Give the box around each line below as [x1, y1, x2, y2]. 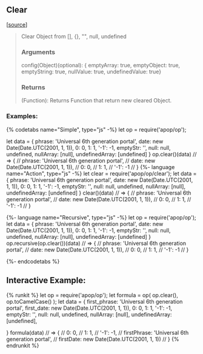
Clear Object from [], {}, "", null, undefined [21, 33, 127, 40]
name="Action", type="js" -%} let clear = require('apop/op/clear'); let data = [6, 170, 197, 177]
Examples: [6, 112, 38, 121]
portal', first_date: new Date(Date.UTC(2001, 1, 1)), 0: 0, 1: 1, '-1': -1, [6, 304, 173, 312]
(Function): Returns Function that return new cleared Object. [21, 97, 172, 104]
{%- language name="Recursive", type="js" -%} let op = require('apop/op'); [6, 213, 196, 221]
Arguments [21, 48, 56, 56]
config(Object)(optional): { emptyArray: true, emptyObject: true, [21, 62, 181, 69]
